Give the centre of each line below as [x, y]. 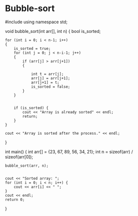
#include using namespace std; [36, 22]
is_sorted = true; [32, 48]
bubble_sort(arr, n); [27, 166]
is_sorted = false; [50, 87]
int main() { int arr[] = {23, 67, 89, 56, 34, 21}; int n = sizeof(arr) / [69, 152]
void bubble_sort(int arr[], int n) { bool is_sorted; [53, 31]
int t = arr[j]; [47, 74]
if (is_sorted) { [31, 108]
